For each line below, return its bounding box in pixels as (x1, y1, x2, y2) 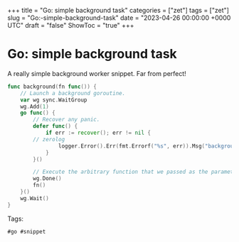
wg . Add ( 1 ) (20, 103, 50, 110)
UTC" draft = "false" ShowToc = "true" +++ (7, 21, 134, 29)
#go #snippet (7, 228, 46, 235)
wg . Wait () (20, 194, 50, 202)
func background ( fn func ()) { (7, 83, 97, 90)
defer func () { (33, 123, 78, 130)
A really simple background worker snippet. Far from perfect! (7, 69, 186, 77)
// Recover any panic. (33, 116, 100, 123)
